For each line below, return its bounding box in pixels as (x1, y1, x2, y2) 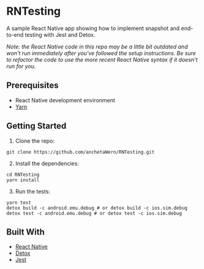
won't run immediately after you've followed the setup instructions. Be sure (6, 49, 196, 56)
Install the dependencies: (15, 159, 80, 167)
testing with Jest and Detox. (25, 31, 96, 38)
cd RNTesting (6, 172, 40, 178)
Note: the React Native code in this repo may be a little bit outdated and (6, 43, 188, 50)
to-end (6, 31, 24, 38)
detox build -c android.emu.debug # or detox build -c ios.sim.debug (6, 205, 188, 211)
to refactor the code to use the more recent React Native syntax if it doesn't (6, 56, 198, 63)
